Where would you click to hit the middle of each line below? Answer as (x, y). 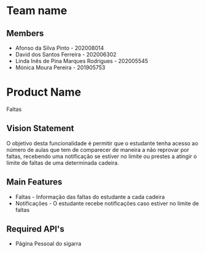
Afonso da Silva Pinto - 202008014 (60, 48)
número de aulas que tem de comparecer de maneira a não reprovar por (98, 149)
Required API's (35, 229)
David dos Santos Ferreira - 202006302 (66, 55)
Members (25, 33)
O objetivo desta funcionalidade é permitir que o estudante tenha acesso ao (102, 143)
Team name (37, 11)
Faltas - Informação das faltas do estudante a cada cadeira (90, 197)
